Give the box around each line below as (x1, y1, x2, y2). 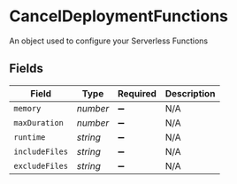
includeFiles (13, 146, 69, 157)
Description (164, 87, 216, 99)
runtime (13, 132, 46, 142)
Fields (9, 61, 44, 76)
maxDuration (13, 118, 65, 127)
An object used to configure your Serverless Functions (9, 35, 209, 46)
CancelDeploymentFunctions (9, 6, 228, 27)
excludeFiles (13, 161, 69, 171)
